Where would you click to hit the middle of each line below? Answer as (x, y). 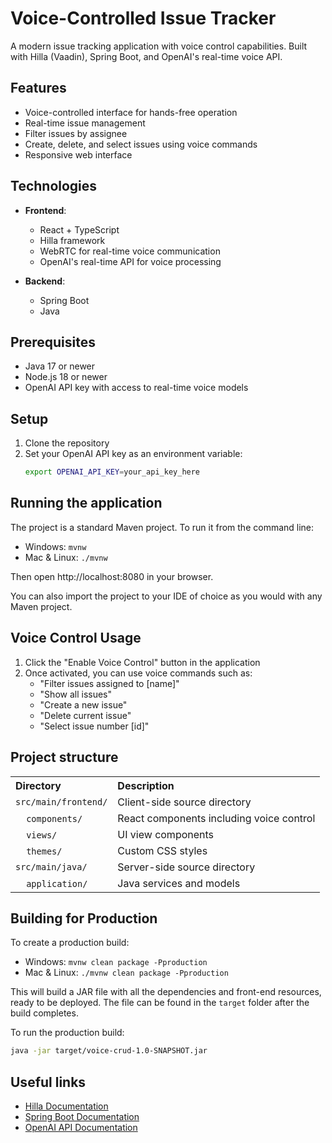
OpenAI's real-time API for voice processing (130, 261)
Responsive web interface (78, 154)
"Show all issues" (76, 694)
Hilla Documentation (66, 1106)
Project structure (64, 757)
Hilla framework (72, 240)
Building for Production (84, 918)
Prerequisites (53, 342)
